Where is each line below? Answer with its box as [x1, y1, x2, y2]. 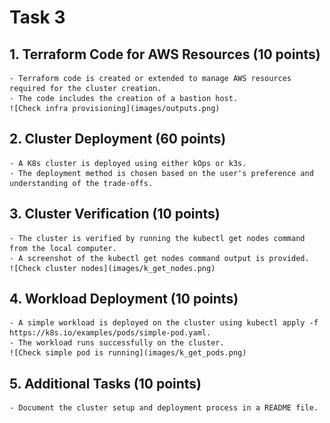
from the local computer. [9, 243, 117, 253]
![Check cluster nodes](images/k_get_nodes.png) [9, 263, 216, 273]
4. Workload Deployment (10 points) [9, 291, 239, 308]
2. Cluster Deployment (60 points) [9, 131, 227, 148]
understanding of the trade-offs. [9, 178, 154, 188]
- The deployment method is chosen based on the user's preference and [9, 168, 314, 178]
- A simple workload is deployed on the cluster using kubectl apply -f [9, 318, 319, 328]
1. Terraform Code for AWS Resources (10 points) [9, 46, 321, 63]
